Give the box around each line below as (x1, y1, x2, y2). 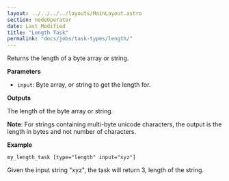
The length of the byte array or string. (7, 107, 113, 115)
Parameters (7, 68, 41, 76)
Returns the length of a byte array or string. (7, 54, 129, 62)
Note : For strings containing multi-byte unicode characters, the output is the (7, 120, 222, 128)
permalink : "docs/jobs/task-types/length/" (7, 36, 133, 42)
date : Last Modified (7, 23, 66, 29)
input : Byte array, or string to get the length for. (16, 81, 151, 89)
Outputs (7, 94, 31, 102)
